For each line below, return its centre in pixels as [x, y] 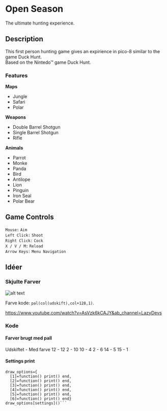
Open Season [34, 9]
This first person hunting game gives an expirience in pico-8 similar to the [83, 51]
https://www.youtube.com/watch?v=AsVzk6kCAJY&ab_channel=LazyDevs [83, 312]
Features [17, 76]
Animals [14, 148]
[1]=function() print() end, [41, 376]
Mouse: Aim [16, 230]
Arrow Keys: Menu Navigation [36, 251]
